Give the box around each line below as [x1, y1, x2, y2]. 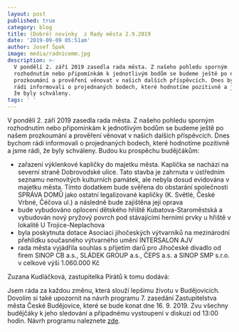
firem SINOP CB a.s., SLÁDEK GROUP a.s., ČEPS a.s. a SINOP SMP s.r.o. [17, 251, 230, 259]
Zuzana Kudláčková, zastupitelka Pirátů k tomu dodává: [7, 272, 170, 281]
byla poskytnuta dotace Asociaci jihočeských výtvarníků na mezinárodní [17, 229, 230, 237]
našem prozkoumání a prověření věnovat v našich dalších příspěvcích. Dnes [7, 131, 230, 140]
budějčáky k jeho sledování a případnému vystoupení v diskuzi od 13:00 [7, 309, 219, 317]
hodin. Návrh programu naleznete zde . [7, 316, 121, 325]
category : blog [7, 24, 53, 31]
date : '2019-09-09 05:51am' [7, 37, 91, 44]
